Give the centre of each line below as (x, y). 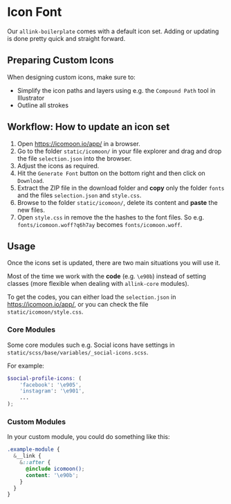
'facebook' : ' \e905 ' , (50, 385)
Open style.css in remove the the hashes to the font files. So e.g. (111, 217)
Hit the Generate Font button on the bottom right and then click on (111, 173)
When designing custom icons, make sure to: (72, 77)
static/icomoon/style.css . (45, 312)
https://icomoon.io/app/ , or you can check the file (78, 305)
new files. (31, 210)
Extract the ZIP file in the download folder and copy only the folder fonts (121, 188)
